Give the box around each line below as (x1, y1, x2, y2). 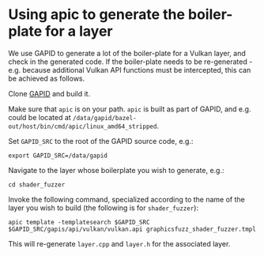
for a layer (44, 22, 113, 40)
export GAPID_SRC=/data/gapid (8, 152, 108, 160)
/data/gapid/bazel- (72, 114, 137, 122)
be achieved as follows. (8, 73, 85, 83)
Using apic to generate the (8, 6, 186, 24)
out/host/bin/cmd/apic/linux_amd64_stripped (8, 122, 157, 130)
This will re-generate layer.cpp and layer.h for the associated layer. (8, 239, 231, 248)
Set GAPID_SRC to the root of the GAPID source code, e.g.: (8, 136, 194, 145)
